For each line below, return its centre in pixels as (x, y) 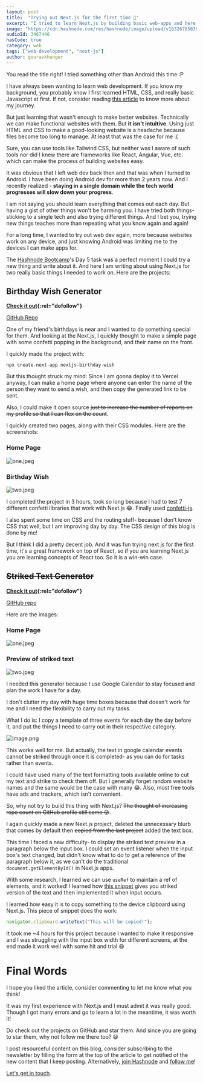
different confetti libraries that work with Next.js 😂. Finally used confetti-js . (100, 508)
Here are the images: (32, 614)
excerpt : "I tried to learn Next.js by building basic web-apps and (94, 23)
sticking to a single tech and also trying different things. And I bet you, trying (101, 216)
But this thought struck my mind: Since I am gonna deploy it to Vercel (92, 376)
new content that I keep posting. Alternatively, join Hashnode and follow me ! (101, 1062)
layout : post (23, 12)
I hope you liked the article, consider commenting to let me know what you (99, 988)
